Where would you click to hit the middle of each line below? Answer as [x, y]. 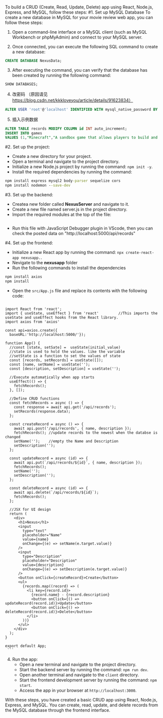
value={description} [43, 565]
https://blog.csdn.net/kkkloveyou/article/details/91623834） [72, 100]
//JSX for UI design [30, 509]
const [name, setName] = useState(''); [50, 364]
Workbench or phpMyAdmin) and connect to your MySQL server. [77, 37]
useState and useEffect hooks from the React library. [62, 317]
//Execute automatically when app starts [52, 377]
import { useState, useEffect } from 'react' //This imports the [81, 313]
